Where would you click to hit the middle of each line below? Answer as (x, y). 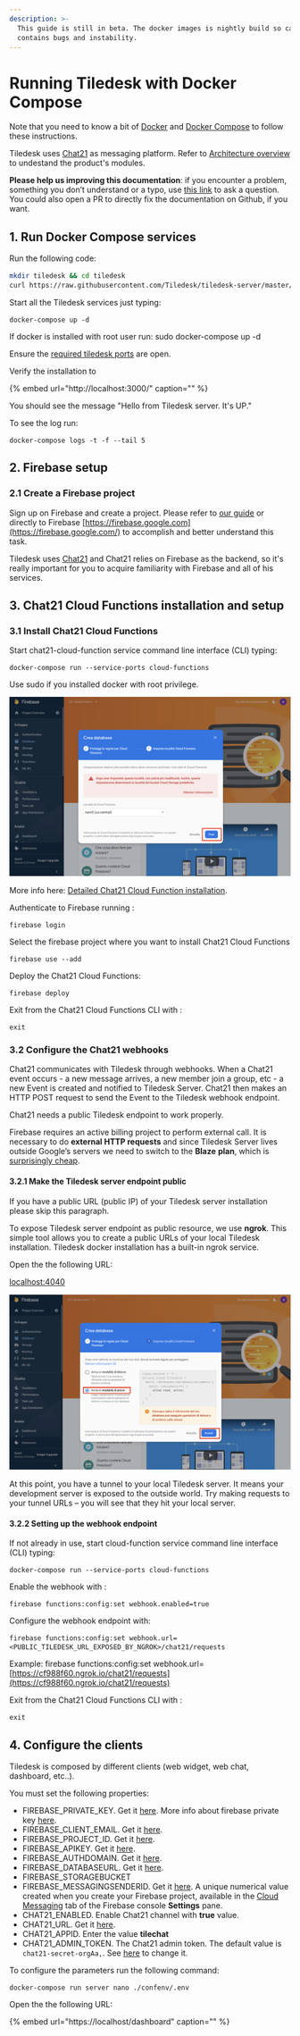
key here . (39, 1820)
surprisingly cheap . (45, 1160)
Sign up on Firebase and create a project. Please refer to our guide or (137, 513)
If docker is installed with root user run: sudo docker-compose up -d (135, 336)
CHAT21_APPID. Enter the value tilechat (96, 1934)
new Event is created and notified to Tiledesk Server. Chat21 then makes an (148, 1088)
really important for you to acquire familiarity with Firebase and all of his (142, 568)
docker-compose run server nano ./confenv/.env (100, 1988)
